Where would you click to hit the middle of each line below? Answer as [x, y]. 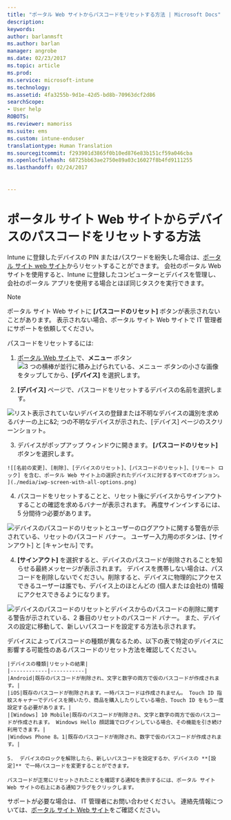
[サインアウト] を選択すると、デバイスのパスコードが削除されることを [117, 560]
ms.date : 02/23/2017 [37, 59]
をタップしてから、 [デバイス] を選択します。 [80, 375]
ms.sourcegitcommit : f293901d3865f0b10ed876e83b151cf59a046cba [100, 153]
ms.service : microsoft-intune [51, 80]
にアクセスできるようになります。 [65, 594]
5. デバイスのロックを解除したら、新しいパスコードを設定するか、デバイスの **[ [109, 759]
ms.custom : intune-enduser [46, 138]
